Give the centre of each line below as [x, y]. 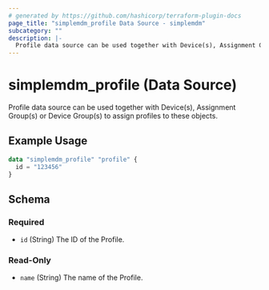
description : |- [35, 38]
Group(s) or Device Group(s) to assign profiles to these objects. [113, 116]
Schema [29, 199]
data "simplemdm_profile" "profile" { [73, 159]
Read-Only [30, 260]
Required [26, 222]
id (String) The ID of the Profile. [72, 240]
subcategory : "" [35, 30]
